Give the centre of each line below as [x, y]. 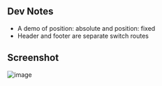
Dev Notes [30, 12]
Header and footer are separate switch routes [83, 36]
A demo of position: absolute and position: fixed [86, 28]
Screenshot [33, 58]
